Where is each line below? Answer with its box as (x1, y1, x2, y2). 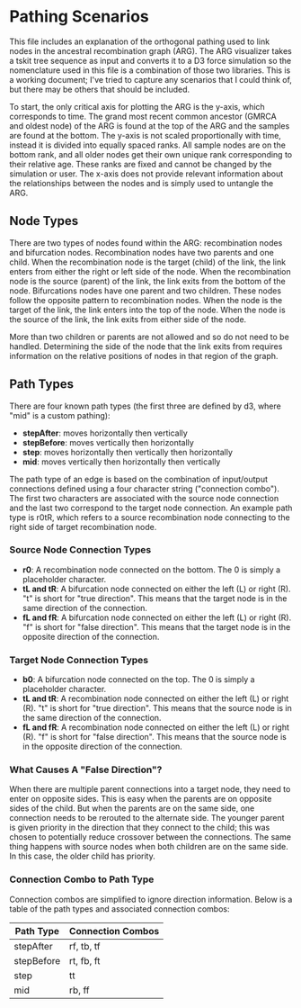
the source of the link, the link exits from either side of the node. (9, 313, 247, 325)
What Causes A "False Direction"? (9, 763, 163, 776)
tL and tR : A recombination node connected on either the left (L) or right (22, 693, 289, 704)
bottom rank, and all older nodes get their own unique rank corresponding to (9, 148, 293, 159)
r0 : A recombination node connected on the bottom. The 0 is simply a (22, 564, 281, 575)
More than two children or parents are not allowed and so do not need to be (9, 331, 289, 342)
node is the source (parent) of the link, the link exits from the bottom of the (9, 275, 286, 286)
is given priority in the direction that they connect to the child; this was (9, 822, 270, 833)
